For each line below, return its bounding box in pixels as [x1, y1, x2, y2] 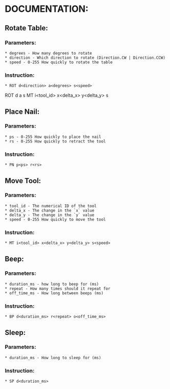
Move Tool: [5, 176, 41, 185]
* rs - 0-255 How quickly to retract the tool [5, 138, 106, 144]
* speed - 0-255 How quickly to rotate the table [5, 60, 113, 65]
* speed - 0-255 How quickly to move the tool [5, 217, 106, 222]
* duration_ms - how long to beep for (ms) [5, 281, 99, 287]
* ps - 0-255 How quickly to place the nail [5, 134, 101, 139]
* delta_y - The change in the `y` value [5, 212, 95, 218]
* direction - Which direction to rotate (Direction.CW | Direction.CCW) [5, 55, 166, 60]
